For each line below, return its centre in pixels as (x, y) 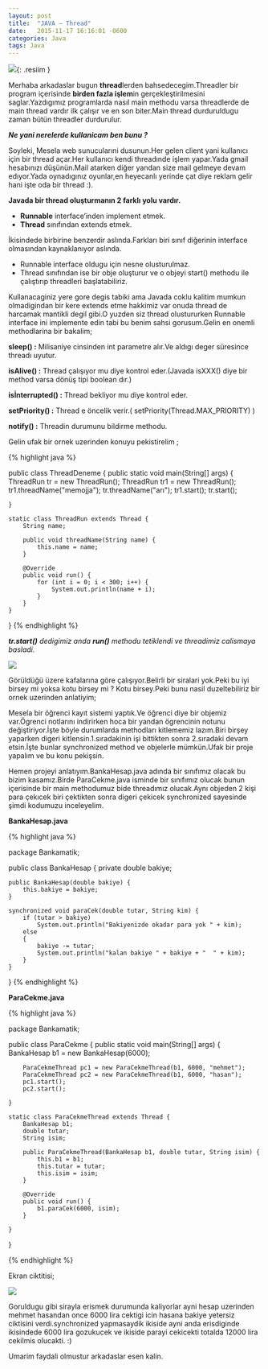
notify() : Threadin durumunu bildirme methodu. (88, 427)
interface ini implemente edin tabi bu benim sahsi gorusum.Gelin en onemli (132, 323)
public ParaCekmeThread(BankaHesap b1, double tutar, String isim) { (142, 1153)
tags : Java (26, 46)
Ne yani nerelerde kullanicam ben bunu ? (78, 135)
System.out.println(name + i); (104, 590)
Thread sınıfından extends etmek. (76, 225)
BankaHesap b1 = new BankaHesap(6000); (79, 1053)
